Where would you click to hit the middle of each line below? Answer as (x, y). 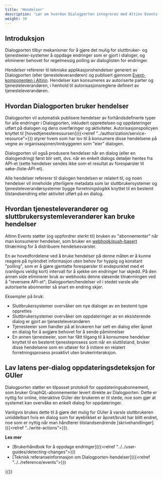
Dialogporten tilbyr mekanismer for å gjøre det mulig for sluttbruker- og (76, 50)
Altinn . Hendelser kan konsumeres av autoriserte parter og (95, 80)
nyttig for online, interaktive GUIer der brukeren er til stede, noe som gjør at (81, 398)
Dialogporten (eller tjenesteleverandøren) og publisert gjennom (68, 75)
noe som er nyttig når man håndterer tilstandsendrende (60, 422)
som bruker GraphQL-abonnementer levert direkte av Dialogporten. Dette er (81, 392)
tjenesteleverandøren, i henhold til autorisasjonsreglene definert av (72, 85)
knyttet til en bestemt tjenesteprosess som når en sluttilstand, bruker (81, 342)
